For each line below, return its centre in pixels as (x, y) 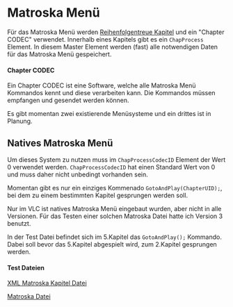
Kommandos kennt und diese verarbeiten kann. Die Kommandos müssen (111, 93)
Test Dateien (26, 267)
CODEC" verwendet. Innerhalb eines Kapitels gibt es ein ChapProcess (105, 39)
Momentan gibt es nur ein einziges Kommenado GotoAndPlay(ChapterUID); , (115, 188)
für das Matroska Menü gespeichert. (59, 54)
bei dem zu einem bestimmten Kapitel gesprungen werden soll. (98, 195)
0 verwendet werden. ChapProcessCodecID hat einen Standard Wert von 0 (111, 167)
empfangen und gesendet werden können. (69, 100)
